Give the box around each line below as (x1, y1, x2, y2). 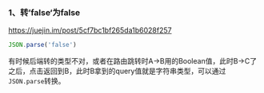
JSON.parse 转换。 (8, 76, 66, 86)
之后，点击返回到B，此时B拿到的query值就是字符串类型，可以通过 (8, 66, 226, 76)
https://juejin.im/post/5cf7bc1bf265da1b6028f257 (8, 25, 172, 35)
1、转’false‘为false (8, 6, 81, 17)
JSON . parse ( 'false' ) (8, 41, 78, 49)
